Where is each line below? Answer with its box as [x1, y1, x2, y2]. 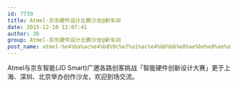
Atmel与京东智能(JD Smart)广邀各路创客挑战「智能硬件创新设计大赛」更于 [7, 64, 225, 71]
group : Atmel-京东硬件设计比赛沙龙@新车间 [7, 37, 121, 44]
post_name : [7, 43, 40, 50]
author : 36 [7, 30, 40, 37]
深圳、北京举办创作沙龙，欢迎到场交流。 [19, 72, 139, 81]
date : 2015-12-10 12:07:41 [7, 23, 87, 30]
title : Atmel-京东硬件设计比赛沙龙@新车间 [7, 17, 121, 24]
